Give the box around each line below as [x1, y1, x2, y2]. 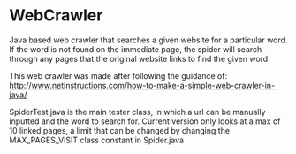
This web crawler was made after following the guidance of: [9, 70, 228, 81]
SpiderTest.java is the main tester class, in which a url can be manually [9, 106, 267, 117]
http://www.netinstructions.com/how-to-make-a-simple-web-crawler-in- [9, 80, 276, 90]
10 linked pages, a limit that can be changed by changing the [9, 125, 231, 135]
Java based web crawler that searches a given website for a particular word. [9, 35, 288, 45]
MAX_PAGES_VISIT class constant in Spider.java [9, 135, 184, 145]
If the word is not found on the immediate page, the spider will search [9, 43, 262, 54]
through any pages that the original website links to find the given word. [9, 53, 271, 64]
